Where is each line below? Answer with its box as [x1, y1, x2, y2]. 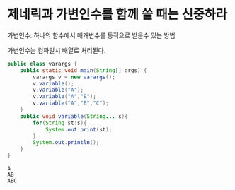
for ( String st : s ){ [33, 119, 87, 126]
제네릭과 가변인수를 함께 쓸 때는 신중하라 [7, 6, 228, 23]
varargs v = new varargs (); [33, 73, 115, 81]
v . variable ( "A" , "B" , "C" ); [33, 100, 110, 107]
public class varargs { [7, 60, 78, 67]
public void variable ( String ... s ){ [20, 112, 129, 120]
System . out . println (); [33, 139, 100, 146]
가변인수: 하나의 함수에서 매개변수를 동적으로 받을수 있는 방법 [7, 31, 176, 40]
